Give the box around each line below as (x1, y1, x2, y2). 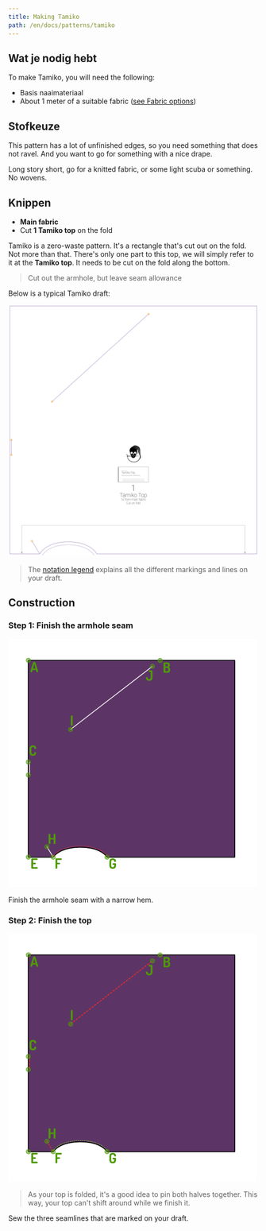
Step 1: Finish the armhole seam (8, 620, 133, 631)
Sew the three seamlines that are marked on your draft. (8, 1213, 189, 1223)
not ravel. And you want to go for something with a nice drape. (8, 149, 213, 159)
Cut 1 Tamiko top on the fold (19, 225, 113, 234)
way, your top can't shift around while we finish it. (27, 1198, 191, 1207)
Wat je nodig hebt (8, 52, 98, 65)
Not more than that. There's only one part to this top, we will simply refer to (8, 249, 254, 258)
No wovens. (8, 173, 48, 183)
